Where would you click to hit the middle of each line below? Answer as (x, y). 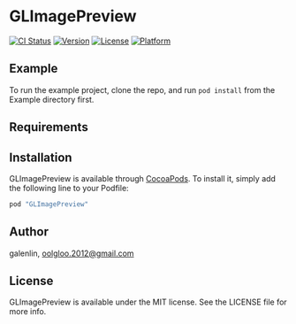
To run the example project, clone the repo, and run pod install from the (142, 89)
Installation (41, 157)
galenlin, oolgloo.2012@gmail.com (72, 253)
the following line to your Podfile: (69, 188)
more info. (28, 312)
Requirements (49, 127)
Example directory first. (52, 99)
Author (29, 232)
